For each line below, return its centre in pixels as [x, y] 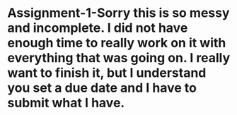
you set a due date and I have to [102, 88]
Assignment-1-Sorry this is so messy [118, 13]
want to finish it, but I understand [107, 73]
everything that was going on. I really [119, 58]
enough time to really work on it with [117, 43]
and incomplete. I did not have [98, 28]
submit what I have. [66, 103]
